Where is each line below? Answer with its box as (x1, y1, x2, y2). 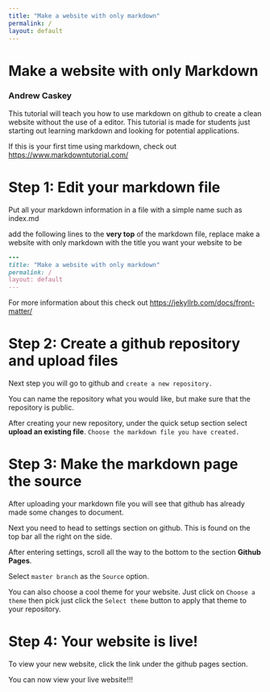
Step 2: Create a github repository (8, 335, 240, 353)
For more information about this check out (8, 298, 148, 307)
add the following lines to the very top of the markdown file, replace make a (8, 229, 260, 239)
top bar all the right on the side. (8, 532, 113, 541)
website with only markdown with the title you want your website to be (8, 237, 243, 247)
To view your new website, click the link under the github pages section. (8, 659, 248, 669)
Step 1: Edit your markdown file (8, 178, 221, 197)
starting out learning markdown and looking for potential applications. (8, 126, 240, 135)
